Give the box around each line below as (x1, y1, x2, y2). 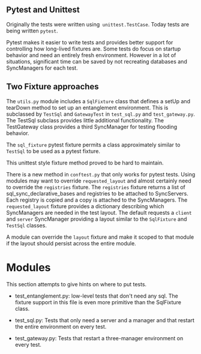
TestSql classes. (6, 221, 47, 229)
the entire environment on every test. (14, 323, 107, 330)
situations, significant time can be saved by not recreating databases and (6, 58, 187, 65)
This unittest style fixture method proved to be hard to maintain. (6, 159, 164, 166)
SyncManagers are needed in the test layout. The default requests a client (6, 209, 192, 216)
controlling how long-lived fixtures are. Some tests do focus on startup (6, 45, 181, 52)
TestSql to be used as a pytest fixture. (6, 147, 101, 155)
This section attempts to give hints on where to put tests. (6, 280, 147, 287)
